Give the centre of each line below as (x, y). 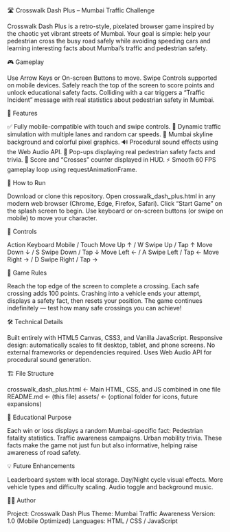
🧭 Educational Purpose (39, 417)
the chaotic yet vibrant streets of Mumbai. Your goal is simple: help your (109, 33)
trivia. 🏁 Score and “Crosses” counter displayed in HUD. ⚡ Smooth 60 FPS (112, 160)
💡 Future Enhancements (41, 466)
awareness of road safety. (44, 453)
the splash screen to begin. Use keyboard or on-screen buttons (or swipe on (115, 211)
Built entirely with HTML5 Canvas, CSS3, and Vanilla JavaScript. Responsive (115, 338)
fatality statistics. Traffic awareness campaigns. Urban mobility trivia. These (115, 438)
